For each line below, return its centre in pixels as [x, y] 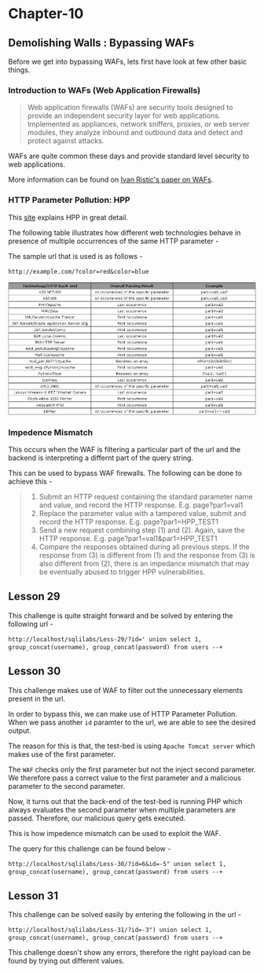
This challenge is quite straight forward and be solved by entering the [121, 615]
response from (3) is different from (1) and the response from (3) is [147, 555]
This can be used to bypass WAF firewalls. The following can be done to [125, 473]
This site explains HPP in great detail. [68, 217]
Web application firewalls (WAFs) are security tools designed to [130, 108]
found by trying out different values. [66, 961]
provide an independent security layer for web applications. [124, 116]
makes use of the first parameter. [62, 754]
